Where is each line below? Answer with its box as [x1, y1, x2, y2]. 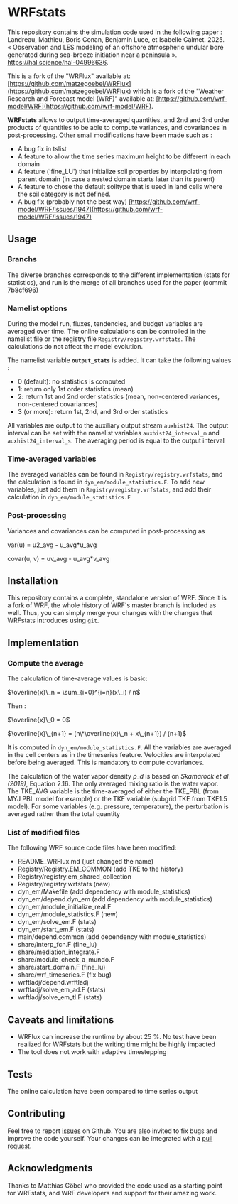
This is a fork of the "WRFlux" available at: [7, 72, 131, 80]
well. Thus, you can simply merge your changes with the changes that [7, 609, 212, 617]
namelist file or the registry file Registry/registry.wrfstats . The [7, 335, 196, 343]
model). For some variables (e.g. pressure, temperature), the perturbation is [7, 802, 229, 810]
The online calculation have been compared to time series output [7, 1087, 198, 1095]
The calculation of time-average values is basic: [7, 674, 148, 683]
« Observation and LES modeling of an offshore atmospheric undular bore [7, 43, 224, 51]
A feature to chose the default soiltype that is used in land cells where [17, 182, 222, 190]
